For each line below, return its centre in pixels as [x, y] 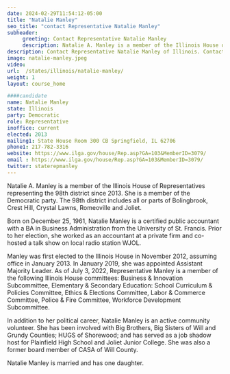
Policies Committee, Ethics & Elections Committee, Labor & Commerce [106, 292]
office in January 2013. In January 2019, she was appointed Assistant [105, 263]
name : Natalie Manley [38, 103]
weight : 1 [21, 77]
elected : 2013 [27, 135]
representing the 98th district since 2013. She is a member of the [99, 193]
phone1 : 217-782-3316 [38, 147]
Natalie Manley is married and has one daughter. [75, 363]
